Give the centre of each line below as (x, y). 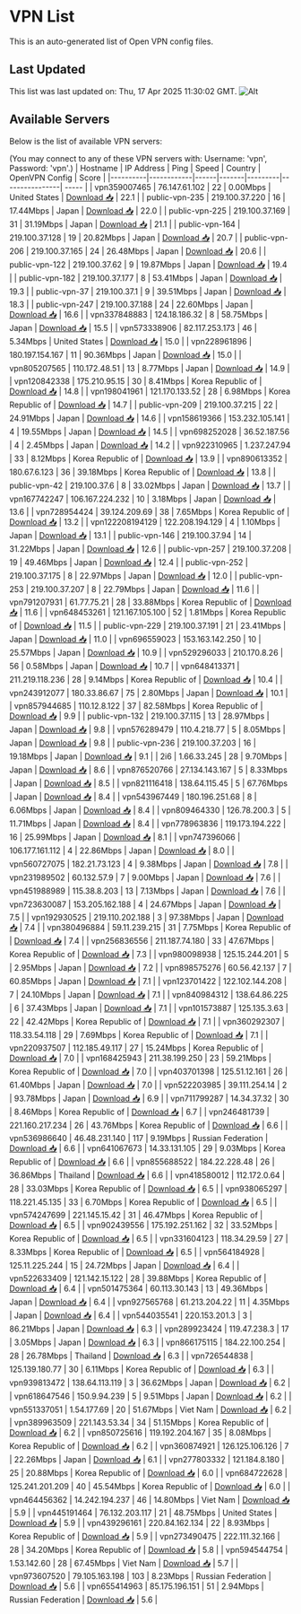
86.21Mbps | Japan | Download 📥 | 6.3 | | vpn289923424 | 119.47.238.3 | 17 (149, 1329)
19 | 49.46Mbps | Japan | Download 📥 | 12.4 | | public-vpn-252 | (129, 562)
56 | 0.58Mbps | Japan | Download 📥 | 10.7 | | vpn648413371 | (125, 666)
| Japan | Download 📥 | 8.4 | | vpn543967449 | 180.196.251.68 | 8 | (133, 797)
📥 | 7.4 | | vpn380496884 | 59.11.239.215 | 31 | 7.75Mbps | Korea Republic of (150, 927)
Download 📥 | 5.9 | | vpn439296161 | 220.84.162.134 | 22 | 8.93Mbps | (140, 1522)
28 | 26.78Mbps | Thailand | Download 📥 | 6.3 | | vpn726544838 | (131, 1356)
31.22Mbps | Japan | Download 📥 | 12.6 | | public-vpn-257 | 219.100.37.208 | (150, 548)
